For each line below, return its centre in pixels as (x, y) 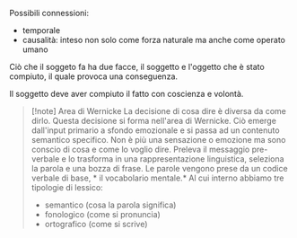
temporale (41, 30)
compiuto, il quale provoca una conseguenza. (93, 76)
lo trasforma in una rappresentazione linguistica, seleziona (176, 159)
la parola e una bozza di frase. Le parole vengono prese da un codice (160, 168)
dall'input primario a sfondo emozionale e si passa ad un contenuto (155, 130)
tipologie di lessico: (67, 187)
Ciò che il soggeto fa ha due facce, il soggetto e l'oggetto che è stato (137, 67)
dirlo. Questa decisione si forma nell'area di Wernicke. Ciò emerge (153, 121)
